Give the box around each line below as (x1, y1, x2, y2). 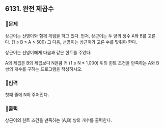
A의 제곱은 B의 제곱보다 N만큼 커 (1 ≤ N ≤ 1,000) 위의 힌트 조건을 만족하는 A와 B (5, 60, 160, 65)
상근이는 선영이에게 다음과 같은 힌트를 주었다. (5, 49, 92, 55)
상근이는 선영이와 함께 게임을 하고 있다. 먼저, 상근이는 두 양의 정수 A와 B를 (5, 32, 147, 38)
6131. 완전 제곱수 (5, 4, 54, 13)
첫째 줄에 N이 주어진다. (5, 92, 49, 97)
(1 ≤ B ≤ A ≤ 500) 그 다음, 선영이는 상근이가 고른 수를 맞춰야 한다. (11, 39, 137, 45)
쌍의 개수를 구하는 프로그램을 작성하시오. (5, 66, 82, 72)
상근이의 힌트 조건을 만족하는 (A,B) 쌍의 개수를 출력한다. (5, 117, 112, 123)
